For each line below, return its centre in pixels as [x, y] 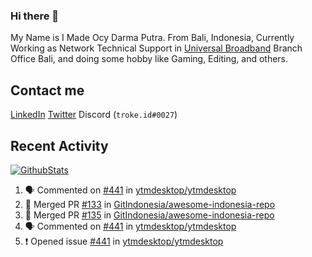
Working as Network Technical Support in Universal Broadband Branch [156, 48]
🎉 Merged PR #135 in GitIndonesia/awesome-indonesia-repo [149, 215]
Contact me [47, 90]
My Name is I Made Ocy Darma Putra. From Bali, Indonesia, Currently [152, 38]
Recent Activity [59, 145]
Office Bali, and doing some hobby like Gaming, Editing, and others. [149, 59]
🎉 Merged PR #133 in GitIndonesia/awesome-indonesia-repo [150, 204]
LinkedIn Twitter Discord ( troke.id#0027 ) [94, 115]
